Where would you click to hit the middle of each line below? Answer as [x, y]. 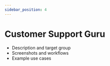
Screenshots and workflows [40, 53]
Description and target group [41, 48]
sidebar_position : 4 [26, 10]
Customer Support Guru [55, 34]
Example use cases [31, 58]
